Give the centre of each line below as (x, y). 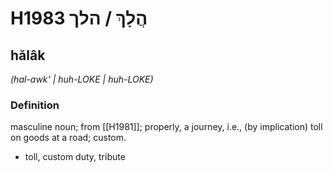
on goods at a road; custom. (68, 138)
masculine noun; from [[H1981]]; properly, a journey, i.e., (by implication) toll (166, 127)
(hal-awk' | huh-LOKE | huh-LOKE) (82, 79)
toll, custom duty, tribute (75, 157)
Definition (35, 105)
